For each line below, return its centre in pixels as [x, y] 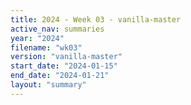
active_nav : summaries [57, 29]
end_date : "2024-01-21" [60, 76]
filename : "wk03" [46, 47]
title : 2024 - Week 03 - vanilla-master [96, 19]
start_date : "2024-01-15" [64, 66]
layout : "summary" [48, 85]
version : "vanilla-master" [66, 57]
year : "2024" [37, 38]
